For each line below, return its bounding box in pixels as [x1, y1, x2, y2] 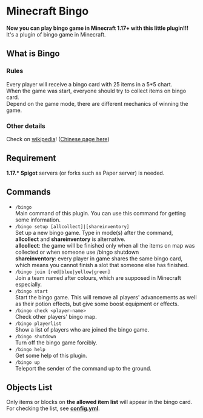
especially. [15, 280, 42, 288]
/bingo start [15, 288, 48, 294]
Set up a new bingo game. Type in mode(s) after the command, [15, 229, 173, 236]
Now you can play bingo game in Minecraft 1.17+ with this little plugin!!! [6, 24, 189, 32]
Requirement [6, 153, 56, 164]
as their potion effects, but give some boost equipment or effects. [15, 300, 179, 307]
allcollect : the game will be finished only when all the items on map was [15, 242, 195, 249]
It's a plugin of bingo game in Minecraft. [6, 30, 106, 38]
